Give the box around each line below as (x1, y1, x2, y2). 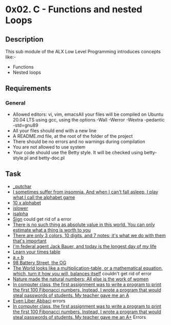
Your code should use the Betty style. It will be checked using (12, 149, 143, 155)
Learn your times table (12, 249, 60, 255)
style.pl (12, 155, 29, 161)
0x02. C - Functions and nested (5, 4, 142, 15)
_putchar (12, 183, 32, 189)
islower (12, 205, 28, 211)
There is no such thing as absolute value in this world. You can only (12, 221, 155, 228)
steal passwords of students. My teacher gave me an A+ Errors (12, 314, 146, 320)
